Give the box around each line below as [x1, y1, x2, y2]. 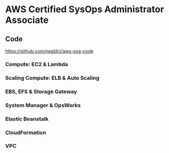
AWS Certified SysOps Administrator [5, 4, 164, 15]
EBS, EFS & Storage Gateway [5, 88, 77, 95]
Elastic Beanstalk [5, 115, 49, 123]
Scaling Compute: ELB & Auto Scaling [5, 74, 100, 81]
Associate [5, 14, 49, 26]
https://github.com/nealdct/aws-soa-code [5, 48, 94, 54]
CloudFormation [5, 129, 47, 136]
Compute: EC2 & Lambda [5, 60, 69, 68]
